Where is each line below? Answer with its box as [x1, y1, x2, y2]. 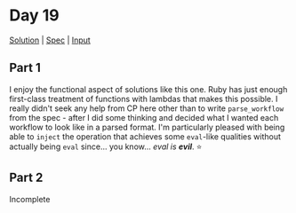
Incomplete [9, 193, 51, 204]
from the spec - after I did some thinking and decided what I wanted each [9, 112, 279, 122]
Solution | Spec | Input [9, 35, 91, 45]
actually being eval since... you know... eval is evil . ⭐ [9, 141, 203, 152]
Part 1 [9, 60, 42, 75]
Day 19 [9, 5, 60, 26]
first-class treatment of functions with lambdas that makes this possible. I [9, 93, 278, 104]
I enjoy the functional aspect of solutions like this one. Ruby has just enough [9, 83, 288, 94]
